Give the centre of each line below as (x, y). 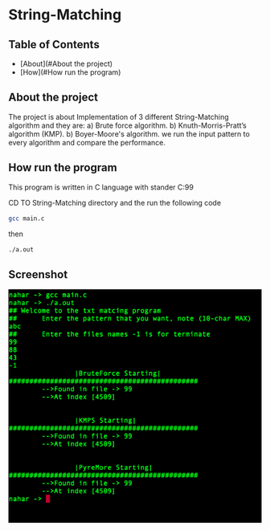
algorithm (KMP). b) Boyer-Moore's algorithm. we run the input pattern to (129, 133)
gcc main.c (27, 219)
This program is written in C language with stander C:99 (101, 187)
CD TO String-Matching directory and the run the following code (115, 202)
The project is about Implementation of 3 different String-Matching (119, 116)
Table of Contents (54, 45)
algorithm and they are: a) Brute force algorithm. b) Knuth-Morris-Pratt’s (127, 125)
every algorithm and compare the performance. (87, 142)
